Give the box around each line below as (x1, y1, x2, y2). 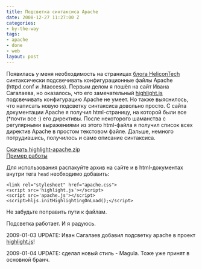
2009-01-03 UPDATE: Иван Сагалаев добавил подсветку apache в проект (6, 231, 196, 238)
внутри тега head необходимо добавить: (6, 170, 110, 178)
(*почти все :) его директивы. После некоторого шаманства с (6, 115, 166, 122)
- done (6, 43, 23, 49)
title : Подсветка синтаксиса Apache (6, 8, 98, 15)
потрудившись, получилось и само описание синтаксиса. (6, 134, 156, 141)
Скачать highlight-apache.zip (6, 146, 80, 153)
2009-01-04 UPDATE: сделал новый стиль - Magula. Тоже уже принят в (6, 249, 190, 256)
